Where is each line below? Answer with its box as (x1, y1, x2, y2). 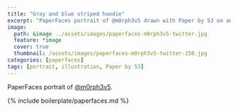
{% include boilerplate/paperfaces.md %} (7, 96, 130, 105)
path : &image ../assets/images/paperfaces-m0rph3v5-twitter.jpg (13, 30, 208, 38)
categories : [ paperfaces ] (7, 57, 84, 64)
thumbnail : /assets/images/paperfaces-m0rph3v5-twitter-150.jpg (13, 50, 208, 57)
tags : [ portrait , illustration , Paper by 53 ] (7, 63, 144, 70)
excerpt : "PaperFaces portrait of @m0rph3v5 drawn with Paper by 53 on (7, 17, 223, 24)
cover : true (13, 43, 50, 50)
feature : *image (13, 37, 62, 44)
